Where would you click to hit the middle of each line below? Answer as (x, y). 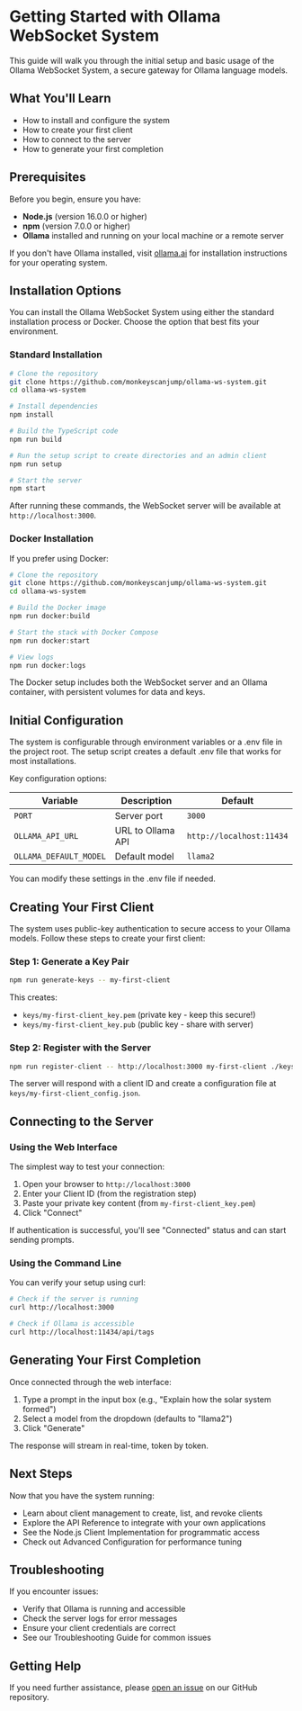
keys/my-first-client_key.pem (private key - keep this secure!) (139, 1015)
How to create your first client (77, 130)
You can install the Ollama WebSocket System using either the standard (142, 312)
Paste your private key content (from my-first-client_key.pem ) (139, 1203)
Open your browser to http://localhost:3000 (107, 1184)
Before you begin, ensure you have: (75, 199)
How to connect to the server (76, 139)
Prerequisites (48, 177)
